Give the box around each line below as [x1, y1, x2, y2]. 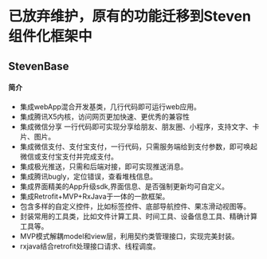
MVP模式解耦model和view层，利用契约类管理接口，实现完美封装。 [19, 231, 239, 241]
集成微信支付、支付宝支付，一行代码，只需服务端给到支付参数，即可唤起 [19, 141, 257, 151]
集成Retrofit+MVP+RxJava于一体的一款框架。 [19, 191, 170, 201]
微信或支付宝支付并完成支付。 [19, 151, 118, 161]
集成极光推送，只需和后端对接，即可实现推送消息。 [19, 161, 188, 171]
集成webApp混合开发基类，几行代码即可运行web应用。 [19, 101, 202, 112]
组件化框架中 [8, 27, 93, 45]
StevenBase [8, 59, 69, 73]
